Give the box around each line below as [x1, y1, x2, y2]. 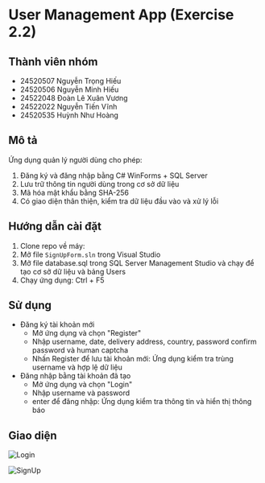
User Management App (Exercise [8, 6, 234, 24]
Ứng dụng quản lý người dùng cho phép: [8, 155, 143, 164]
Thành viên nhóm [8, 55, 98, 68]
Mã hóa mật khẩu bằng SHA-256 [19, 188, 129, 197]
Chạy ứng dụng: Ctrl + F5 [19, 275, 105, 285]
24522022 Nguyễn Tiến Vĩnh [19, 102, 118, 111]
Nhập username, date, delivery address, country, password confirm [31, 336, 257, 347]
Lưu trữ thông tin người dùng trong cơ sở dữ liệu [19, 179, 180, 188]
